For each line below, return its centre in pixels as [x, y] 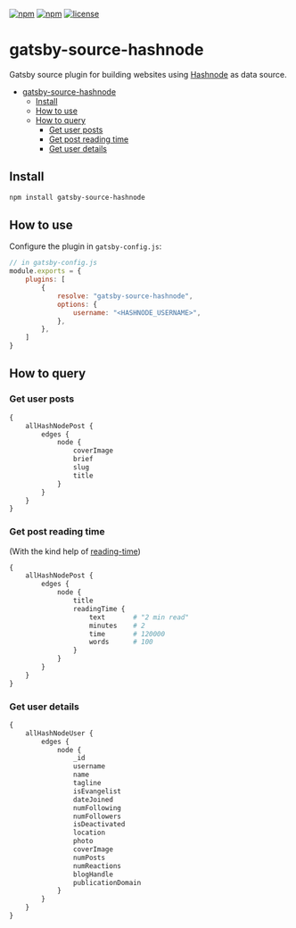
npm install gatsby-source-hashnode [77, 197]
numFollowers [97, 816]
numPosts [89, 858]
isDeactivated [99, 824]
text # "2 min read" [139, 617]
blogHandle [93, 874]
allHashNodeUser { [59, 733]
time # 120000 [127, 634]
